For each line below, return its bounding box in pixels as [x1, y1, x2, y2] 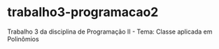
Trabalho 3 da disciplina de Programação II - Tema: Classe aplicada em [7, 27, 213, 36]
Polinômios [7, 34, 40, 43]
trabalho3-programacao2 [7, 4, 159, 20]
